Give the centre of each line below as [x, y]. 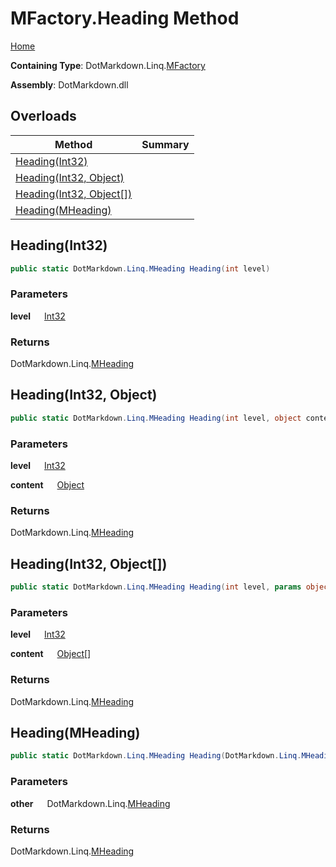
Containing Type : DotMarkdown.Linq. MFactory [108, 65]
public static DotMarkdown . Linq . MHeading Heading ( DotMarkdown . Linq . [156, 756]
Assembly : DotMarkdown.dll [69, 84]
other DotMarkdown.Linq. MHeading [90, 803]
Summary [165, 144]
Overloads [43, 116]
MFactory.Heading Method [125, 18]
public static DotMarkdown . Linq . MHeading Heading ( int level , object [156, 418]
